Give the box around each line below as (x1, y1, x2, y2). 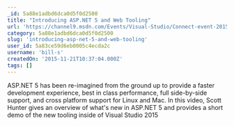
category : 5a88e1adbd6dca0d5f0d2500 (7, 29, 114, 37)
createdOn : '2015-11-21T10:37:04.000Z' (7, 56, 123, 63)
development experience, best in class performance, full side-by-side (7, 88, 208, 97)
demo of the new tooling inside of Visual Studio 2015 (7, 111, 159, 119)
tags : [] (7, 62, 33, 69)
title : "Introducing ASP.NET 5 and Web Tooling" (7, 17, 151, 24)
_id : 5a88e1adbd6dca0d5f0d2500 (7, 10, 98, 17)
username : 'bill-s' (7, 49, 64, 56)
